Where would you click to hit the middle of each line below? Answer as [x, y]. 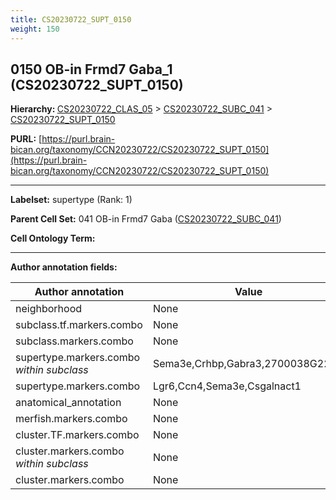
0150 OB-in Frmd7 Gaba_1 [91, 69]
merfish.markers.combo [71, 419]
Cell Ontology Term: [53, 238]
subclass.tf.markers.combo [79, 325]
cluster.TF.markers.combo [77, 435]
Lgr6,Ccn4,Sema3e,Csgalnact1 [227, 386]
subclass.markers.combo [74, 341]
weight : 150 [35, 29]
